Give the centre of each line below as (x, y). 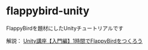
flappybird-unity (48, 11)
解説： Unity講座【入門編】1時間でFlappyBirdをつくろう (74, 40)
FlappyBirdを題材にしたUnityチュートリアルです (65, 28)
